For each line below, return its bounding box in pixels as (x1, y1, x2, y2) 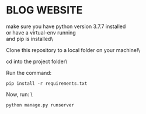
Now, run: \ (6, 91, 33, 98)
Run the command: (6, 69, 52, 76)
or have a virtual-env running (6, 29, 76, 36)
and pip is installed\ (6, 35, 53, 42)
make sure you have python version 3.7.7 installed (6, 23, 126, 30)
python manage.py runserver (6, 102, 75, 108)
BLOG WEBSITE (6, 4, 83, 17)
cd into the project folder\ (6, 58, 68, 65)
